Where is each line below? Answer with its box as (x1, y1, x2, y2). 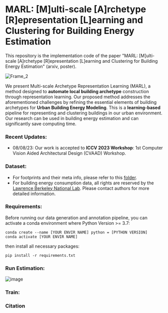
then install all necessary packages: (5, 243, 80, 249)
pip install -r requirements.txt (5, 253, 76, 258)
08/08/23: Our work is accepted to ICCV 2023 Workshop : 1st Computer (12, 145, 163, 151)
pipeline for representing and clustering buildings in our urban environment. (5, 110, 162, 116)
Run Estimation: (5, 264, 45, 271)
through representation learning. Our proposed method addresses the (5, 94, 150, 100)
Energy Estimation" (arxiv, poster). (5, 63, 77, 69)
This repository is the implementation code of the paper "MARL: (5, 52, 138, 59)
